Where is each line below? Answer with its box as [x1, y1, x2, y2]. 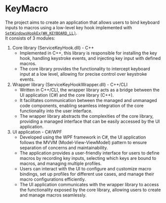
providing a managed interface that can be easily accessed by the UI [19, 118, 160, 124]
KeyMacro [5, 3, 48, 14]
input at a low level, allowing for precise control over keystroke [19, 71, 147, 77]
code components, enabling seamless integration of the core [19, 102, 144, 108]
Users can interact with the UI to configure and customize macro [19, 165, 152, 171]
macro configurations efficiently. [19, 176, 86, 182]
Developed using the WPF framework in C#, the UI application [19, 134, 146, 140]
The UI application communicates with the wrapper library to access [19, 181, 159, 187]
